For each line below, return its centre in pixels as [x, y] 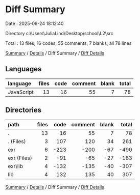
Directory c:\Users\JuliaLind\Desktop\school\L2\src [59, 33]
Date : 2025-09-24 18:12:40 [34, 23]
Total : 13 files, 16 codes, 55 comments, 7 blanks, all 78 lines [68, 43]
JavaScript [21, 92]
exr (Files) [20, 158]
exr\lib [16, 166]
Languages [24, 69]
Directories [24, 110]
